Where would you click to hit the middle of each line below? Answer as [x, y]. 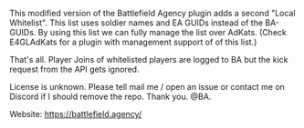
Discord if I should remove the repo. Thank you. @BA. [110, 96]
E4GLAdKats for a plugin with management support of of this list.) [133, 42]
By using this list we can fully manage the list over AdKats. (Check [162, 32]
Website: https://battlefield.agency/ [76, 114]
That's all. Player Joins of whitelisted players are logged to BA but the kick [149, 59]
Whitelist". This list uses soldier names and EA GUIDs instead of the [136, 23]
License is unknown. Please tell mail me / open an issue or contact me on [147, 87]
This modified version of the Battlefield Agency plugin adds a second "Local [152, 13]
